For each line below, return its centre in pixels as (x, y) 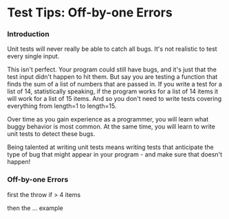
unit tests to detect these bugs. (51, 134)
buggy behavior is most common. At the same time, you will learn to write (111, 127)
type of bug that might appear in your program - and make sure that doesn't (115, 154)
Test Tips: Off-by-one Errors (90, 13)
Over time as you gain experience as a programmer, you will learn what (108, 119)
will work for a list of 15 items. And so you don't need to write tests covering (115, 99)
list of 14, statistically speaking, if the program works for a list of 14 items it (113, 91)
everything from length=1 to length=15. (62, 106)
